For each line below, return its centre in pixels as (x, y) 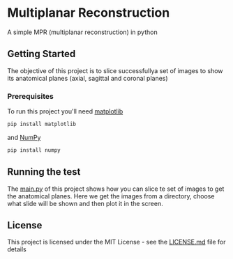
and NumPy (24, 137)
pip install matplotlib (42, 124)
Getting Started (42, 54)
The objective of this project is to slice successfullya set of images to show (115, 70)
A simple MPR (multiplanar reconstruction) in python (83, 32)
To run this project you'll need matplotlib (65, 111)
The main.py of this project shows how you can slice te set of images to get (116, 189)
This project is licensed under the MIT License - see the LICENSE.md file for (116, 242)
